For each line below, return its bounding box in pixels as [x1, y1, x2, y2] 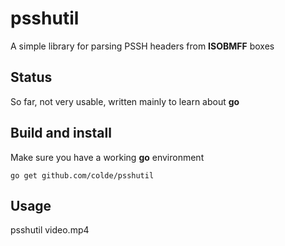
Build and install [10, 125, 112, 142]
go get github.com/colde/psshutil [10, 170, 155, 181]
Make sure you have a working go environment [10, 151, 205, 163]
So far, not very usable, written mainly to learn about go [10, 95, 240, 107]
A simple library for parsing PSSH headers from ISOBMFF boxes [10, 40, 275, 52]
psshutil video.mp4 [10, 224, 90, 236]
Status [10, 69, 53, 86]
